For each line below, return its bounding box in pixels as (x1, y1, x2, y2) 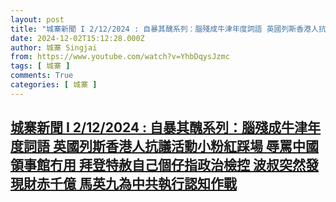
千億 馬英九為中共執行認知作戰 (49, 176, 237, 193)
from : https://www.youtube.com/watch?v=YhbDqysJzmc (10, 52, 230, 62)
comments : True (10, 71, 74, 81)
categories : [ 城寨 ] (10, 80, 98, 90)
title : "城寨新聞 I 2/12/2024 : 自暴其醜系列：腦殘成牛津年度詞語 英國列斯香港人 (10, 24, 319, 34)
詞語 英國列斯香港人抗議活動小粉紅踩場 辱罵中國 (23, 138, 319, 155)
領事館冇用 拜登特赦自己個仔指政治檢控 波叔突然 (10, 157, 306, 174)
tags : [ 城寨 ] (10, 61, 71, 71)
